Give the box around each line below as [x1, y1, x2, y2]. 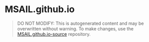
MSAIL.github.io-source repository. [17, 31, 91, 37]
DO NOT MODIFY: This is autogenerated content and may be [17, 20, 144, 26]
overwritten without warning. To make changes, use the [17, 25, 134, 31]
